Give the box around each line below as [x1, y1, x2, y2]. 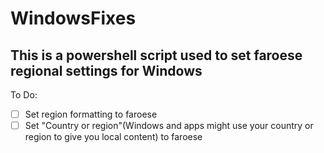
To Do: [10, 89, 38, 101]
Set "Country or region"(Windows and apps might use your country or [24, 120, 314, 132]
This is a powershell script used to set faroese [10, 47, 303, 64]
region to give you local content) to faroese [24, 131, 203, 143]
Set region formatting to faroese [24, 108, 158, 120]
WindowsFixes [10, 7, 137, 30]
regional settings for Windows [10, 62, 203, 79]
